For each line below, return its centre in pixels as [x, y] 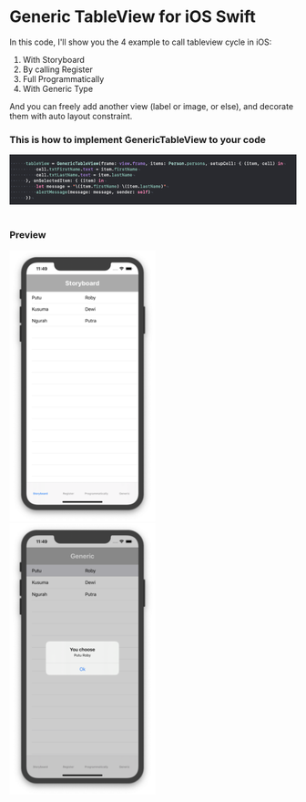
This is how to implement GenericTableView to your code [138, 139]
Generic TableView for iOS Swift [133, 17]
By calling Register [57, 69]
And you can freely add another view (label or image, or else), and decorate [152, 106]
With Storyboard [53, 59]
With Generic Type [58, 88]
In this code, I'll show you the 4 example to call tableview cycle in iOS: [141, 42]
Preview [28, 235]
